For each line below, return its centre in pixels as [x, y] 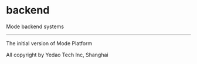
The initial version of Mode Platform [49, 43]
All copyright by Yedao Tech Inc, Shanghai [57, 55]
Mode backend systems [35, 26]
